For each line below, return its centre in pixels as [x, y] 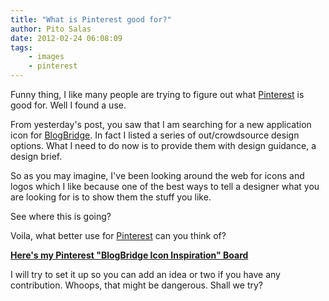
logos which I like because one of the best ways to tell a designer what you [165, 186]
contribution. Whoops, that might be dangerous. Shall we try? [137, 285]
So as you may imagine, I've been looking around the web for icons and [157, 175]
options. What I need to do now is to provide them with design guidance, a [163, 145]
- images [46, 57]
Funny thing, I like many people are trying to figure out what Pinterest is [157, 94]
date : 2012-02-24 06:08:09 [66, 38]
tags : [21, 47]
